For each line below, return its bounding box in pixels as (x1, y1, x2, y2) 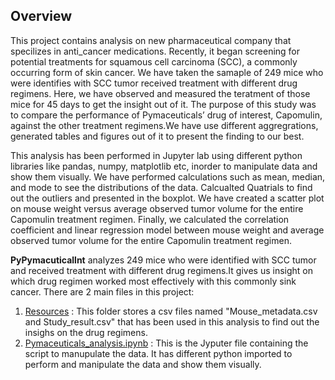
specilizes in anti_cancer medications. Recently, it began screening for (10, 45, 301, 57)
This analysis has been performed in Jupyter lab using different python (10, 149, 303, 161)
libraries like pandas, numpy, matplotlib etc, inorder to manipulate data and (10, 160, 318, 172)
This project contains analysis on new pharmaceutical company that (10, 34, 292, 46)
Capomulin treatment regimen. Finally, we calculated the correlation (10, 213, 290, 225)
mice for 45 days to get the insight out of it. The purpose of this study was (10, 98, 317, 110)
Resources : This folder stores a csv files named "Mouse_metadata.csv (24, 305, 318, 317)
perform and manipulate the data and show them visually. (24, 358, 262, 370)
